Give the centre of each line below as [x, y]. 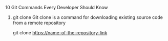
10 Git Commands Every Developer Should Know [57, 7]
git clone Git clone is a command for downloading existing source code [88, 17]
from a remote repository [39, 23]
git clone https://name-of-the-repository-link [60, 33]
